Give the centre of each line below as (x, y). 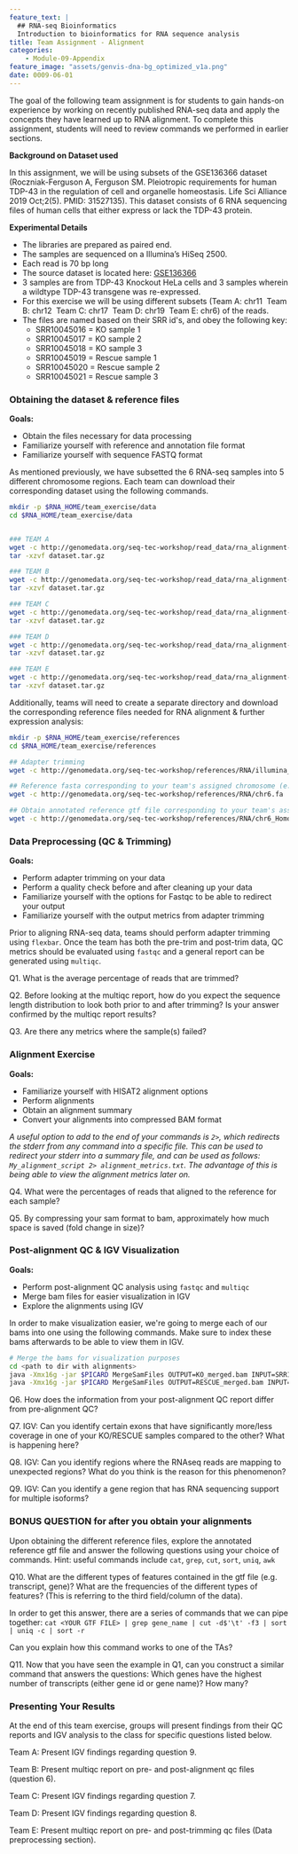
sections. (26, 137)
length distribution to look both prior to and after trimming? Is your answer (144, 1005)
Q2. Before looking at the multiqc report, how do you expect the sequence (145, 995)
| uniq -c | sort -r (47, 1630)
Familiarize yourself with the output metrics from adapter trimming (143, 915)
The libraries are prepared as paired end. (97, 244)
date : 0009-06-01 (41, 75)
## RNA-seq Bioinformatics (67, 26)
